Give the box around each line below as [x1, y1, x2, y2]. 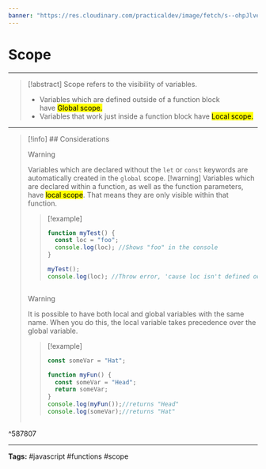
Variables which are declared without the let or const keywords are [27, 165, 249, 174]
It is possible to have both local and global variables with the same [27, 309, 245, 319]
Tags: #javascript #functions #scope [8, 452, 129, 461]
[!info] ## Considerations [27, 134, 110, 143]
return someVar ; [54, 385, 108, 394]
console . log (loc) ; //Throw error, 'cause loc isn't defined [47, 272, 250, 281]
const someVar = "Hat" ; [47, 357, 127, 365]
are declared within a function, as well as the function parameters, [27, 181, 244, 191]
